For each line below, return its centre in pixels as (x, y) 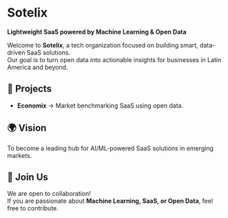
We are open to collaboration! (49, 194)
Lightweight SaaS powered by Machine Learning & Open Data (97, 32)
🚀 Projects (30, 89)
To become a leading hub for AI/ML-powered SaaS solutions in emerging (110, 148)
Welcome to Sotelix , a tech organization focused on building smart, (103, 45)
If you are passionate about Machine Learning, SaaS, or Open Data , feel (110, 201)
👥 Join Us (28, 177)
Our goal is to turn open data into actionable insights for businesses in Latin (114, 59)
